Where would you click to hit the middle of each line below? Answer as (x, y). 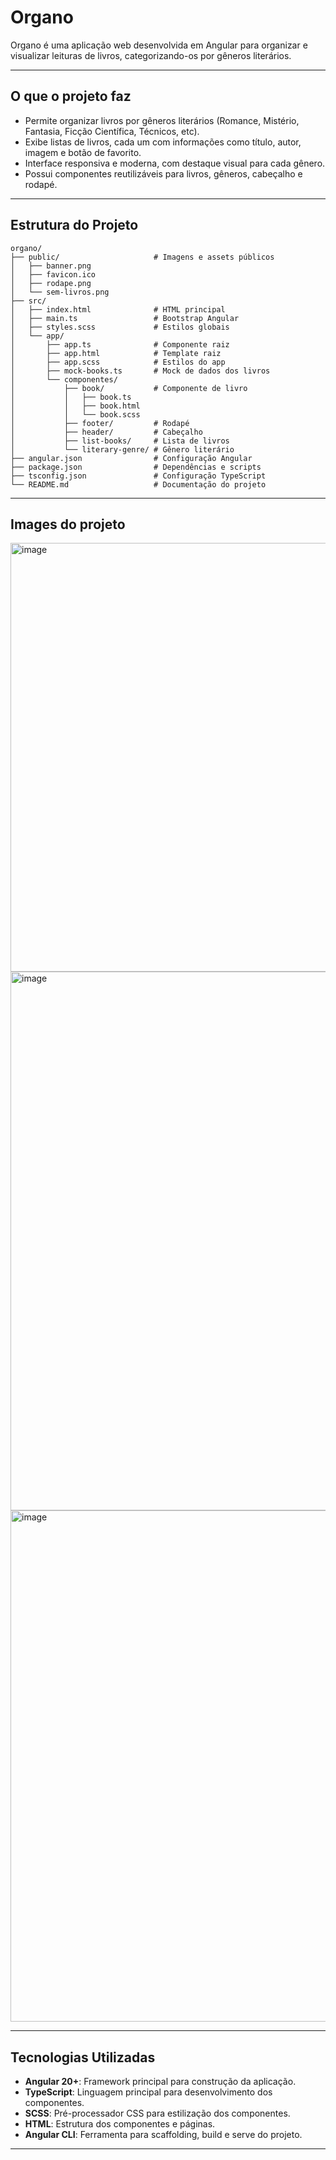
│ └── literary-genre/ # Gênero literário (122, 449)
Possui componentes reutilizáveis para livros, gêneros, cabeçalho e (163, 173)
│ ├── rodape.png (51, 283)
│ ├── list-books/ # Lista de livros (120, 441)
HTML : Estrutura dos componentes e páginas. (120, 2124)
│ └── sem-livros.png (60, 292)
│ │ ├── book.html (75, 406)
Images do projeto (68, 524)
